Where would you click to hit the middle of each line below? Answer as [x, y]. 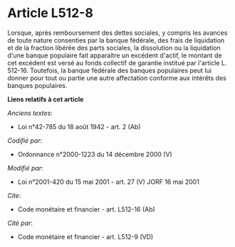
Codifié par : [25, 141]
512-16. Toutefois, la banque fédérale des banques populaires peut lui [110, 70]
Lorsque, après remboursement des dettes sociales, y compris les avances [117, 33]
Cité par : [20, 223]
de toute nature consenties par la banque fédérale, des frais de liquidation [116, 40]
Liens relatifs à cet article [46, 99]
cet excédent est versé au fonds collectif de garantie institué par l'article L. [117, 62]
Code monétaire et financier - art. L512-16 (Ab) [86, 209]
